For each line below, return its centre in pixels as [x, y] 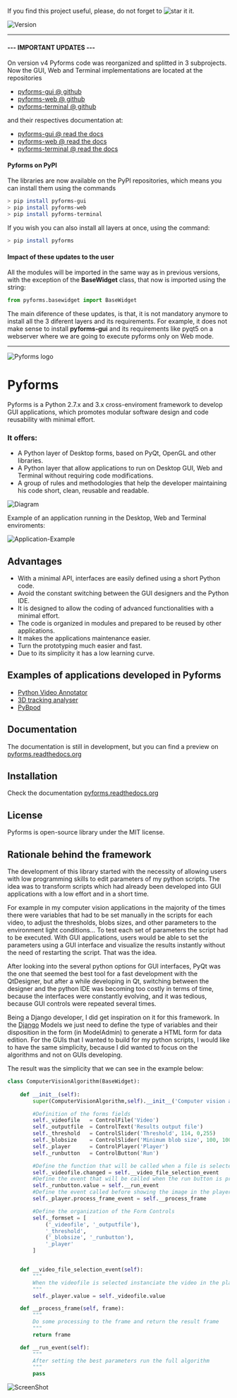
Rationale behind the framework [79, 855]
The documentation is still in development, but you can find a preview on [113, 746]
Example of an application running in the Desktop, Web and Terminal [107, 518]
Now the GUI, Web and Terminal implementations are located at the [105, 71]
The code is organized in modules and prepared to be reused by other [120, 624]
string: [17, 287]
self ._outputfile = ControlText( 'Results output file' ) [118, 1127]
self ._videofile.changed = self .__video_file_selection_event [126, 1172]
